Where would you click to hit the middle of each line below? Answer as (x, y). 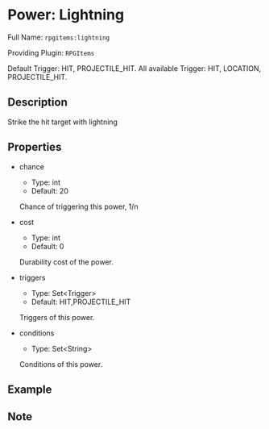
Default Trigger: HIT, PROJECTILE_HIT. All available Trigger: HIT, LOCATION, (134, 68)
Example (30, 389)
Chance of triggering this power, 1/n (79, 206)
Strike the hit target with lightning (63, 122)
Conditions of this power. (61, 364)
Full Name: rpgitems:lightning (59, 37)
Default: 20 (50, 190)
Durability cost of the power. (66, 262)
